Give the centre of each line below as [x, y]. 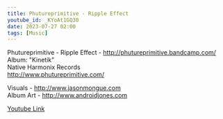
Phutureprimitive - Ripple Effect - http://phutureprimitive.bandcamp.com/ [112, 53]
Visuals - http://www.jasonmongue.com [64, 88]
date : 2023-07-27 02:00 [42, 26]
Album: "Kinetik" [31, 60]
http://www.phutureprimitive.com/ [56, 75]
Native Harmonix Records [44, 67]
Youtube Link [26, 109]
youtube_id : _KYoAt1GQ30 [43, 20]
